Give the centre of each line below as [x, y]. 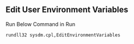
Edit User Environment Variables [67, 10]
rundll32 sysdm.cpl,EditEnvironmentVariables [63, 35]
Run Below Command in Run [40, 24]
